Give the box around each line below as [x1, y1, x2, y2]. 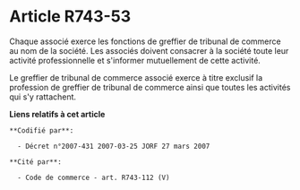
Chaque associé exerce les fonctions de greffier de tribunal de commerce [9, 36, 281, 47]
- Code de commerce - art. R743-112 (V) [17, 173, 170, 182]
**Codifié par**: [9, 125, 74, 135]
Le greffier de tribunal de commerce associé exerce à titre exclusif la [9, 72, 263, 82]
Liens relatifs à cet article [9, 108, 106, 119]
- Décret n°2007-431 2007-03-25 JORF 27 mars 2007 [17, 142, 210, 151]
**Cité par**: [9, 157, 63, 167]
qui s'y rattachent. [9, 91, 77, 102]
